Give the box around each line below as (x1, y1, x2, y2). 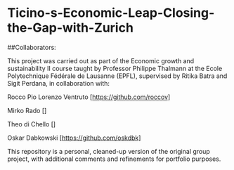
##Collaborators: (7, 43, 56, 51)
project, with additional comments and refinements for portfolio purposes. (7, 155, 221, 163)
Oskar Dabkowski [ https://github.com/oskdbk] (7, 133, 141, 142)
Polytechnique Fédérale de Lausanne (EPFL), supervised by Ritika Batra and (7, 72, 228, 80)
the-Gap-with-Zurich (7, 20, 134, 36)
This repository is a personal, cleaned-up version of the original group (7, 147, 211, 155)
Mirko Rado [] (7, 106, 47, 115)
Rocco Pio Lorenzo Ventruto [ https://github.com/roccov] (7, 93, 171, 101)
